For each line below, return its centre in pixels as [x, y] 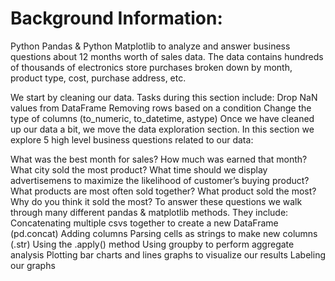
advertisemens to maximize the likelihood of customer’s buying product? [160, 180]
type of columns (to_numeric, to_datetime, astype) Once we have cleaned [162, 118]
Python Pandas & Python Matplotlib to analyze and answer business [150, 46]
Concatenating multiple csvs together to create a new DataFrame [144, 223]
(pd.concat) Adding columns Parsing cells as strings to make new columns [164, 233]
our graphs [33, 265]
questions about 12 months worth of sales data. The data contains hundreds [167, 56]
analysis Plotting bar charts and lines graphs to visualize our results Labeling [168, 254]
